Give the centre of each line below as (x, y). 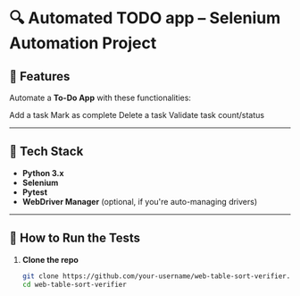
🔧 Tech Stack (46, 152)
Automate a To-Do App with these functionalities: (100, 97)
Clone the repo (50, 259)
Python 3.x (43, 173)
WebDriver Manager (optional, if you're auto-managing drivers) (140, 201)
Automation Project (83, 43)
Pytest (34, 192)
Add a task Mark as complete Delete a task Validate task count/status (137, 115)
